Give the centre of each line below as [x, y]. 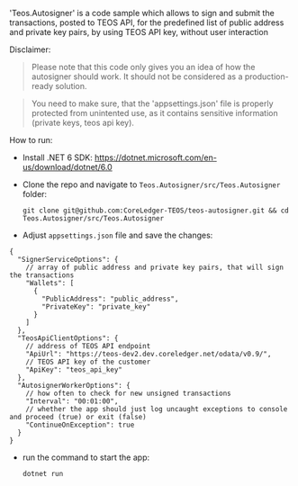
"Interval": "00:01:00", [72, 401]
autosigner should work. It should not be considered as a [137, 76]
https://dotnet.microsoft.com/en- [156, 157]
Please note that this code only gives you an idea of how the [143, 67]
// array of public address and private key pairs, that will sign [154, 267]
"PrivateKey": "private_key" [96, 307]
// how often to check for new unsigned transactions [128, 393]
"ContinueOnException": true [80, 425]
